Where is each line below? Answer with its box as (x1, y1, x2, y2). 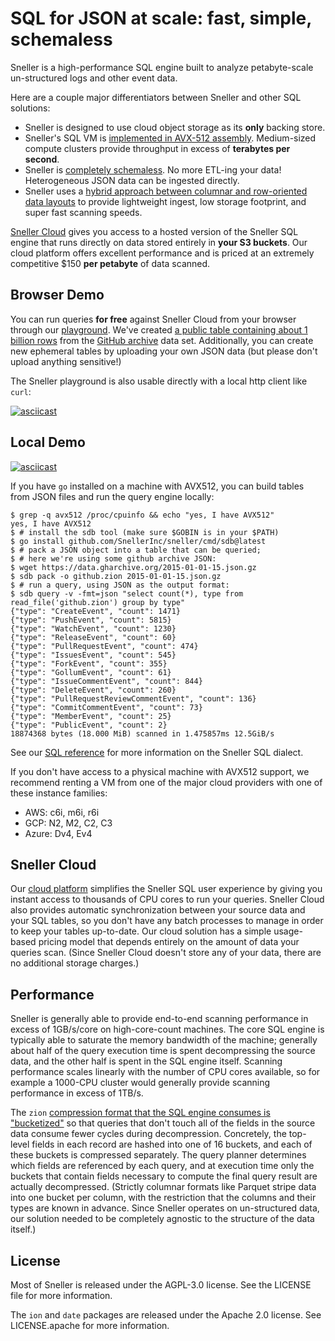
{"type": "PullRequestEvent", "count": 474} (10, 641, 199, 651)
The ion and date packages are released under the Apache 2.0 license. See (10, 1309, 322, 1321)
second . (24, 153, 60, 165)
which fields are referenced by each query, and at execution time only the (10, 1160, 315, 1172)
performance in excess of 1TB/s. (10, 1087, 144, 1099)
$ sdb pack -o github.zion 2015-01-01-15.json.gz (10, 571, 222, 581)
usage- (273, 925, 303, 937)
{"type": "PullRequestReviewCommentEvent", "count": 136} (10, 693, 257, 704)
